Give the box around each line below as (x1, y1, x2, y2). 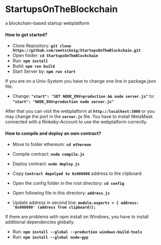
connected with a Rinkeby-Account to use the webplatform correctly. (5, 119, 148, 125)
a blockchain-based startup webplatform (5, 20, 90, 26)
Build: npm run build (12, 63, 55, 69)
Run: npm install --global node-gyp (12, 234, 89, 240)
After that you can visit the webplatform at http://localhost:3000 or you (5, 108, 155, 114)
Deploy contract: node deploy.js (12, 161, 80, 167)
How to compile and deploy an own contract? (5, 130, 101, 136)
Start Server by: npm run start (12, 69, 76, 75)
